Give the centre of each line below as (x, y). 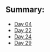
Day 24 (23, 36)
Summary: (25, 10)
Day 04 (23, 24)
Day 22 (23, 30)
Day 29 (23, 43)
